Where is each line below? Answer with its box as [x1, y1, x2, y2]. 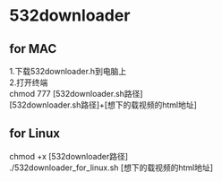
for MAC [9, 41, 57, 56]
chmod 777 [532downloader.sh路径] [9, 89, 143, 99]
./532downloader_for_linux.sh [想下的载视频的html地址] [9, 162, 213, 173]
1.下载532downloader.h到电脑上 [9, 66, 127, 76]
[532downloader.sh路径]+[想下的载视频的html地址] [9, 99, 197, 110]
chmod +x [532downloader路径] [9, 151, 128, 161]
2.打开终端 [9, 77, 48, 88]
